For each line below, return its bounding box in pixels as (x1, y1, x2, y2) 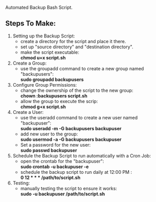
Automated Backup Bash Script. (5, 5, 73, 10)
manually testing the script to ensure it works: (20, 185, 117, 191)
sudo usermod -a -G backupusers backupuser (20, 136, 122, 143)
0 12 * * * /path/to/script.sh (20, 174, 81, 180)
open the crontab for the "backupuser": (20, 158, 104, 164)
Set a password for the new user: (20, 142, 91, 148)
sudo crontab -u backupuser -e (20, 164, 89, 170)
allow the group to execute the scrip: (20, 98, 99, 104)
